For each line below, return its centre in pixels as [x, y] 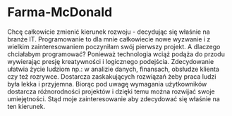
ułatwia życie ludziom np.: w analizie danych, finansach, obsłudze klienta [114, 69]
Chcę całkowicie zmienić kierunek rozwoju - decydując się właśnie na [109, 32]
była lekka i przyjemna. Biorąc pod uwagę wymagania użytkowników [107, 84]
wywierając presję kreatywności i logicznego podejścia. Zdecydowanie [111, 61]
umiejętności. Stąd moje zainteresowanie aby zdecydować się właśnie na [114, 98]
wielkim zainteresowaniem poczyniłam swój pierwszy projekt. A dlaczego [114, 46]
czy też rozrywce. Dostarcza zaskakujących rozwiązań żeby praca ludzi [112, 76]
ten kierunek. [26, 106]
